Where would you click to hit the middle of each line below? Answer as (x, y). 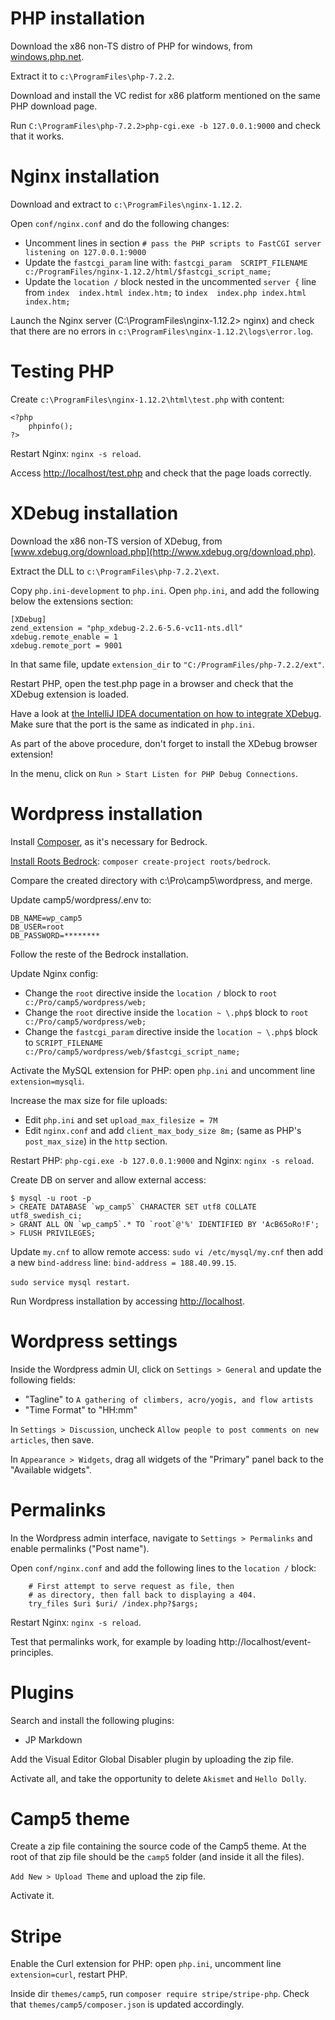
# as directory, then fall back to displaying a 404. (142, 1595)
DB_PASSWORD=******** (55, 935)
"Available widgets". (51, 1469)
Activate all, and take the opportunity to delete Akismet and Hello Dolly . (158, 1778)
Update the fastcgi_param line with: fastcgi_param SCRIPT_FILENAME (166, 262)
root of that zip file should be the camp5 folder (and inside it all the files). (157, 1857)
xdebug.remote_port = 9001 (66, 645)
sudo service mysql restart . (70, 1281)
